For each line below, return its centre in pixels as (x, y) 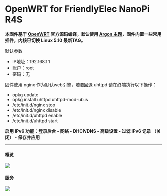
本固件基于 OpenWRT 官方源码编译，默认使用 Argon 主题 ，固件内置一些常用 (83, 34)
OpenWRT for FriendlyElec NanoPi (78, 9)
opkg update (25, 94)
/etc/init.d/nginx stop (34, 105)
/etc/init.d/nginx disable (37, 110)
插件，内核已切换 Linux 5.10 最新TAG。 (45, 40)
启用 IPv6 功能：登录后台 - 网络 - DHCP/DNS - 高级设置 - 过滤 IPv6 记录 (78, 131)
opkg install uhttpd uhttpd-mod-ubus (50, 99)
